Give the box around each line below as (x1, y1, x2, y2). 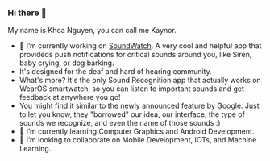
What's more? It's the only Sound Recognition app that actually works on (19, 76, 261, 85)
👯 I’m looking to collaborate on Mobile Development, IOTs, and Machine (19, 135, 257, 145)
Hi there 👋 (7, 7, 48, 19)
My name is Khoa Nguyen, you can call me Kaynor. (7, 26, 177, 35)
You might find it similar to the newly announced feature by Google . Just (19, 101, 260, 111)
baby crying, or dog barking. (19, 58, 114, 68)
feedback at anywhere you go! (19, 93, 122, 102)
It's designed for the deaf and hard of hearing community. (19, 67, 212, 76)
